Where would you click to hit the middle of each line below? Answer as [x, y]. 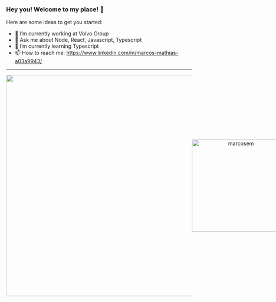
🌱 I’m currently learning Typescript [57, 46]
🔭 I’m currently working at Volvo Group [62, 34]
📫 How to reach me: [40, 53]
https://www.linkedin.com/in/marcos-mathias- [122, 53]
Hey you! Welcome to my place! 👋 [55, 9]
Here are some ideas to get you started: [55, 22]
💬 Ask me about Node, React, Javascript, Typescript [78, 40]
